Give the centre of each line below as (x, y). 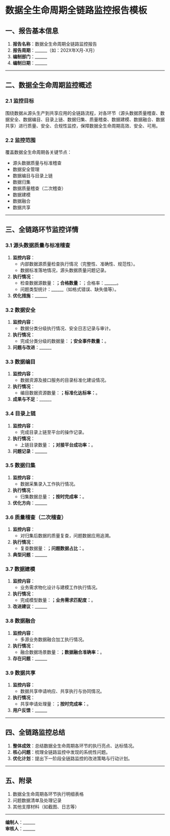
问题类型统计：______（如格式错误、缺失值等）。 (69, 289)
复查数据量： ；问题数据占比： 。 (53, 549)
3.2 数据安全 (20, 310)
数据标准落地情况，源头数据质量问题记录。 (65, 270)
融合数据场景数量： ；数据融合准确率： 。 (62, 652)
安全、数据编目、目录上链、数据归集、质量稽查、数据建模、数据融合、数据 (87, 119)
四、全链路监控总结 (35, 733)
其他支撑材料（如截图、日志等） (46, 807)
